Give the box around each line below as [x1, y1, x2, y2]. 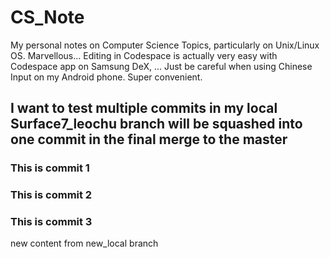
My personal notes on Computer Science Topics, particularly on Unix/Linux [10, 39, 320, 51]
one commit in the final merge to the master [10, 131, 288, 148]
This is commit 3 [10, 215, 93, 229]
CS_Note [10, 6, 85, 29]
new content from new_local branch [10, 237, 159, 250]
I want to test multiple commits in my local [10, 100, 278, 117]
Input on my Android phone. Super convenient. [10, 71, 203, 83]
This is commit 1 [10, 161, 90, 175]
